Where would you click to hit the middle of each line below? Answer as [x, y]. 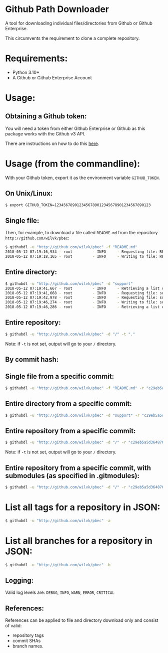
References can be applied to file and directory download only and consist [82, 620]
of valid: [13, 626]
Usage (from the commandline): [73, 164]
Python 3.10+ [26, 72]
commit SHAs [26, 641]
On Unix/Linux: [29, 193]
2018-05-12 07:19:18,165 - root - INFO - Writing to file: [81, 257]
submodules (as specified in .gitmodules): [72, 476]
